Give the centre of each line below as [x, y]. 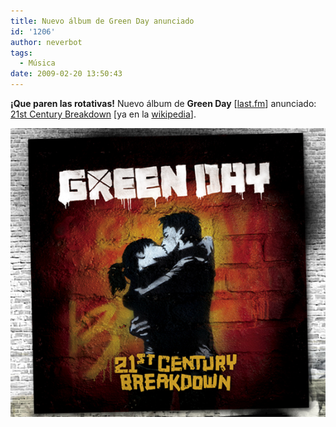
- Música [37, 63]
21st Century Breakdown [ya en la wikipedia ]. [103, 114]
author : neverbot [46, 42]
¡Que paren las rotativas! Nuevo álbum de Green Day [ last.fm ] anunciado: [163, 103]
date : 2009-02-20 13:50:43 [66, 74]
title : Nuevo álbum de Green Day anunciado [102, 21]
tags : [21, 53]
